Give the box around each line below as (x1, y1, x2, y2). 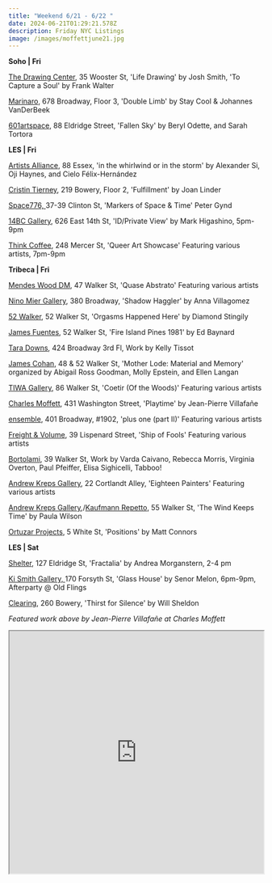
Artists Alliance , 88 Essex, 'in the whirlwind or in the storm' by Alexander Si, (8, 161, 261, 171)
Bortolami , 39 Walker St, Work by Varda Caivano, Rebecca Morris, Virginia (8, 454, 255, 464)
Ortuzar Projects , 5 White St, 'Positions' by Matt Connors (8, 527, 198, 537)
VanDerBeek (8, 105, 51, 115)
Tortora (8, 129, 33, 139)
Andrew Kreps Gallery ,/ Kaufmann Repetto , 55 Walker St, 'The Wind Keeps (8, 503, 254, 513)
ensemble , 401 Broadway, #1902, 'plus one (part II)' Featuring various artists (8, 414, 262, 425)
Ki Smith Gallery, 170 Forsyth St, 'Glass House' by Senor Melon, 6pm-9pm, (8, 574, 257, 584)
